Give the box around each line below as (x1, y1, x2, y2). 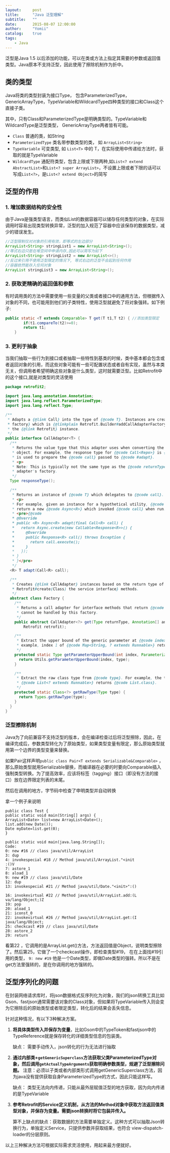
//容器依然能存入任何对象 (5, 263, 52, 268)
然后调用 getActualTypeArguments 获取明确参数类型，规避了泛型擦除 (21, 1061, 160, 1067)
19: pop (5, 902, 22, 907)
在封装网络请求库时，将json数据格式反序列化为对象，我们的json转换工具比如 (5, 992, 164, 998)
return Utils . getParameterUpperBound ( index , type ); (18, 657, 130, 662)
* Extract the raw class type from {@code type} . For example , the (16, 676, 162, 681)
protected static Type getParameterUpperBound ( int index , (14, 652, 139, 657)
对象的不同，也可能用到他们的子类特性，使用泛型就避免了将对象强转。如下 (5, 299, 160, 305)
